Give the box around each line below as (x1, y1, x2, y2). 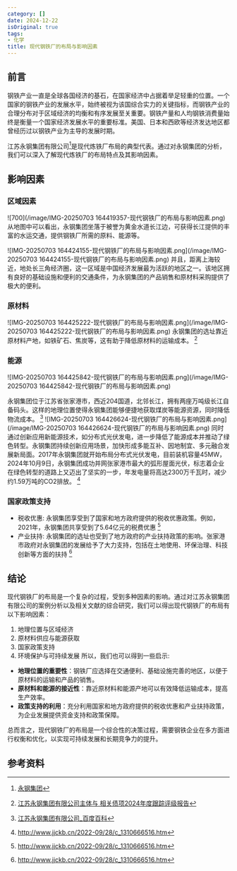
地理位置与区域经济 (17, 625, 74, 634)
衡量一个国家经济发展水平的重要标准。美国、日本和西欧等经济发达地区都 (19, 117, 230, 126)
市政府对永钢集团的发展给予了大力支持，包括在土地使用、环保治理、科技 (17, 540, 228, 549)
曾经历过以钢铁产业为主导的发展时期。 (7, 126, 119, 135)
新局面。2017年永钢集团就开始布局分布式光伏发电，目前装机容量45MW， (13, 450, 226, 459)
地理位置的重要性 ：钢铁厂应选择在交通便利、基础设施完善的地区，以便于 (17, 667, 228, 675)
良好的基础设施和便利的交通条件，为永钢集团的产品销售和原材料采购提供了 (13, 273, 230, 281)
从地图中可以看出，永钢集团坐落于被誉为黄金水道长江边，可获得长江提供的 (7, 223, 224, 231)
